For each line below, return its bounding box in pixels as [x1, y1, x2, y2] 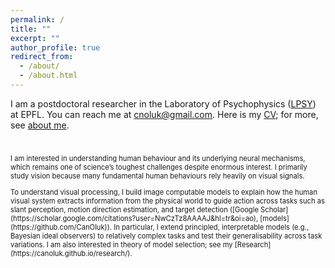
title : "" [10, 24, 52, 34]
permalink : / [10, 14, 65, 25]
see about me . [10, 119, 70, 131]
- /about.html [19, 71, 78, 81]
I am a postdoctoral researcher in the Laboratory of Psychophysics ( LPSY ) [10, 97, 317, 110]
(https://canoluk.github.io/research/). [10, 248, 133, 258]
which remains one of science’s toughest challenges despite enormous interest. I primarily [10, 162, 308, 172]
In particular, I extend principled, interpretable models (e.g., [113, 222, 310, 232]
